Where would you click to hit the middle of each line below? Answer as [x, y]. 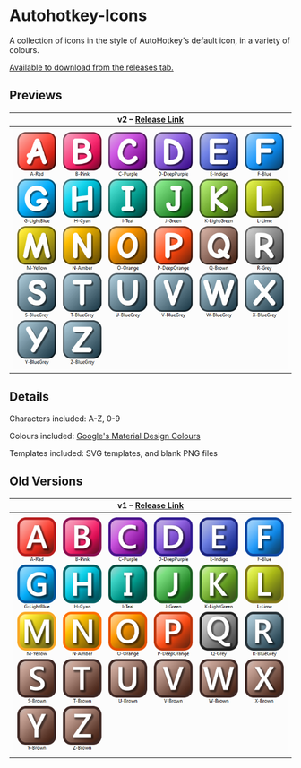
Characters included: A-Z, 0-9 [65, 419]
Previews [36, 95]
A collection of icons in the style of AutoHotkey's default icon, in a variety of [150, 40]
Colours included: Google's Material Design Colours [105, 436]
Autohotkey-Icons [78, 16]
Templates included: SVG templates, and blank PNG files [113, 453]
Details [29, 397]
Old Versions [46, 482]
